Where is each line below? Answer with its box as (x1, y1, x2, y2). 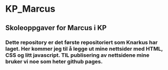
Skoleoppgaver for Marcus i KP (5, 24, 107, 32)
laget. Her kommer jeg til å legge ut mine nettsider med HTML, (5, 45, 163, 52)
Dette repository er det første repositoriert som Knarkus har (5, 39, 158, 46)
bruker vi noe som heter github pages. (5, 58, 103, 65)
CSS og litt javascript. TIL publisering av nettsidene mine (5, 52, 150, 59)
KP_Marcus (5, 3, 55, 15)
